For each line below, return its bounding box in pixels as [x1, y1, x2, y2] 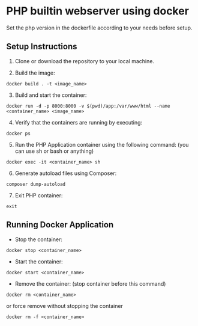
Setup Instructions [6, 42, 77, 52]
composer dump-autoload [6, 181, 66, 187]
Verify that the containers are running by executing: [14, 118, 143, 126]
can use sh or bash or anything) [14, 147, 94, 155]
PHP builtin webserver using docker [6, 4, 189, 18]
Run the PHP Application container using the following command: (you [14, 141, 189, 148]
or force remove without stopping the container [6, 302, 123, 309]
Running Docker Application [6, 220, 114, 230]
